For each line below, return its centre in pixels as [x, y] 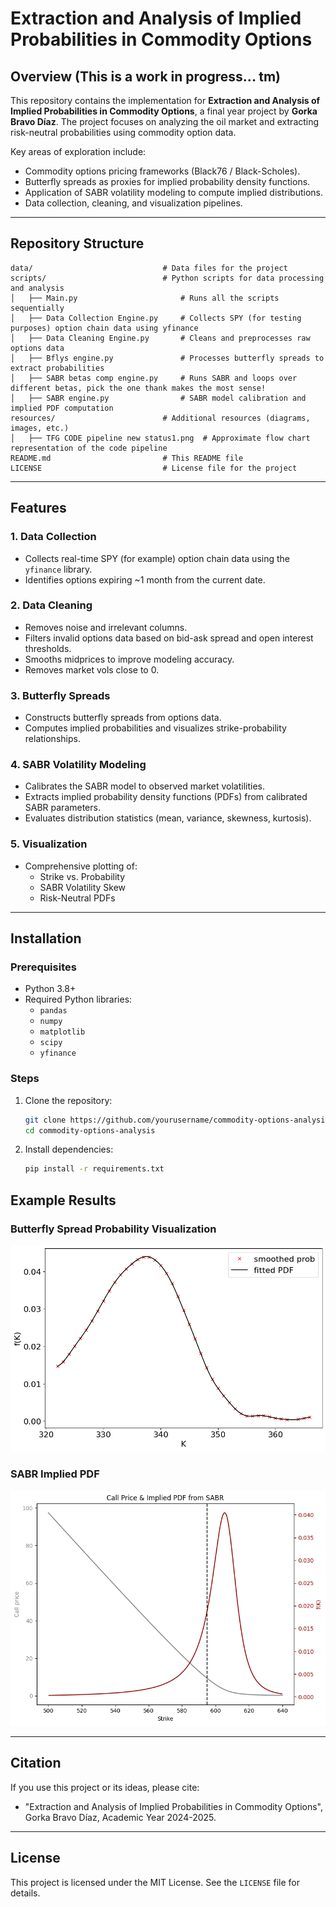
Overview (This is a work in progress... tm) [145, 76]
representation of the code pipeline [89, 448]
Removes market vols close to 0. [92, 669]
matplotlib [62, 1032]
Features [38, 508]
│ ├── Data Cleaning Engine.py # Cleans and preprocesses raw [160, 338]
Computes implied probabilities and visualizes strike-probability [155, 728]
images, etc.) [40, 428]
